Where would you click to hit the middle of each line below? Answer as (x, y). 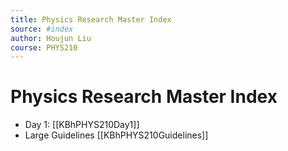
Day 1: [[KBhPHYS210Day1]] (82, 125)
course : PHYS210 (44, 47)
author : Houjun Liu (51, 38)
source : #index (42, 29)
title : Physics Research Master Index (91, 19)
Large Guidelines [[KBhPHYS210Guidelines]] (116, 135)
